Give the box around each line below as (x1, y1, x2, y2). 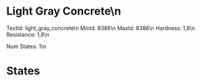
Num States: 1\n (6, 43, 47, 50)
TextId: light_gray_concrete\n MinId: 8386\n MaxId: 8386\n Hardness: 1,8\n (6, 24, 195, 32)
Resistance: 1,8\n (6, 30, 50, 38)
